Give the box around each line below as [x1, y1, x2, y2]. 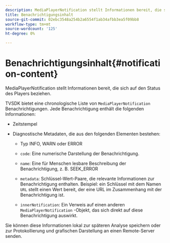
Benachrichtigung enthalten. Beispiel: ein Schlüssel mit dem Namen [20, 181, 161, 187]
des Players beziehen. [5, 90, 52, 97]
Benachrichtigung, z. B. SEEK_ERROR [20, 166, 99, 172]
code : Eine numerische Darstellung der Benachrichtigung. [20, 150, 140, 157]
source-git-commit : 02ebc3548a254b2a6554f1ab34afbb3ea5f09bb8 [5, 17, 139, 22]
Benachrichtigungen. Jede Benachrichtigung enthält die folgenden [5, 105, 144, 112]
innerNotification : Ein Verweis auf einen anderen [20, 201, 125, 207]
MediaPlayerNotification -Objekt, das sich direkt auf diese [20, 207, 143, 213]
